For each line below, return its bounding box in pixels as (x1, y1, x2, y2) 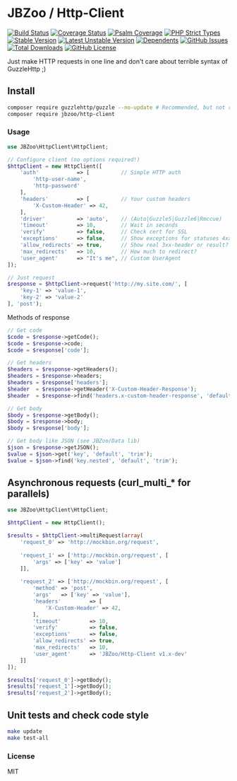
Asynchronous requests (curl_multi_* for (7, 477, 191, 489)
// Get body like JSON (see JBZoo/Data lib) (7, 437, 140, 445)
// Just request (7, 274, 55, 281)
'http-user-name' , (32, 175, 87, 183)
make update (7, 728, 42, 735)
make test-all (7, 734, 49, 741)
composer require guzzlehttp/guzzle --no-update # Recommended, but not (7, 104, 226, 111)
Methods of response (7, 313, 70, 321)
